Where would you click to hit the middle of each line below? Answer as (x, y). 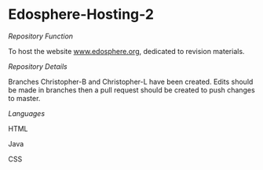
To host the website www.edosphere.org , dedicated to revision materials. (126, 51)
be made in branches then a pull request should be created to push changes (131, 90)
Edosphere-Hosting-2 (81, 14)
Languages (27, 113)
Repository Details (38, 66)
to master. (24, 98)
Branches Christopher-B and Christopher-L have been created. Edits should (131, 81)
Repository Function (40, 36)
